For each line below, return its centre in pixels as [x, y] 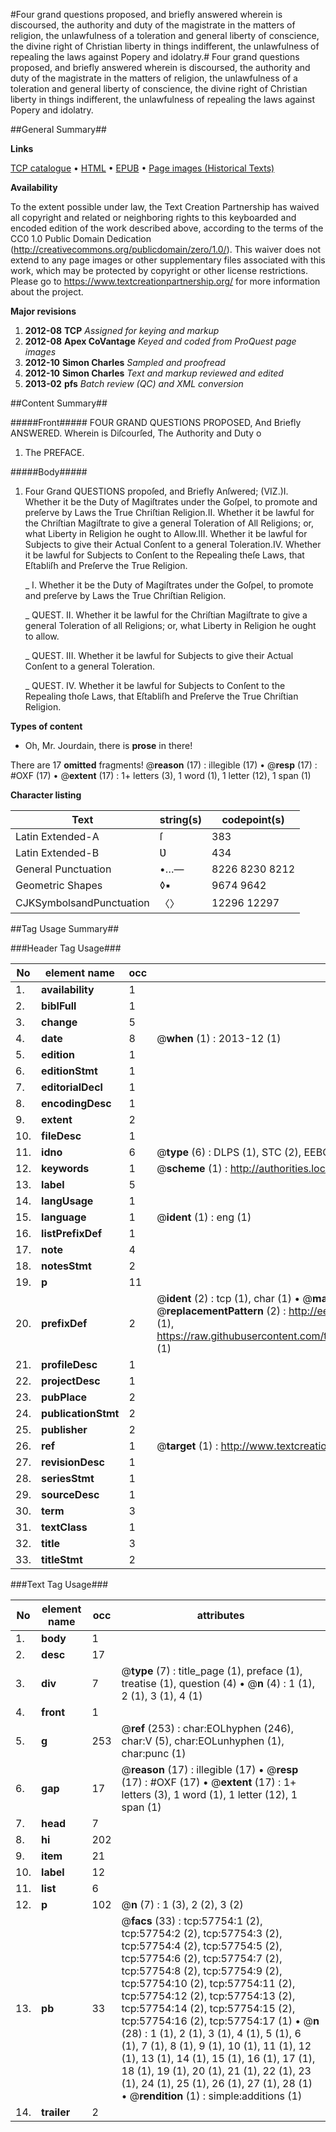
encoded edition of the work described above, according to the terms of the [167, 228]
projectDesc [71, 1381]
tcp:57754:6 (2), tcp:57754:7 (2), [202, 1958]
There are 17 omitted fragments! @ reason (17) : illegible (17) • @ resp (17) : [164, 765]
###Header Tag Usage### [66, 948]
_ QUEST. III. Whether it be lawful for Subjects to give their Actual [159, 655]
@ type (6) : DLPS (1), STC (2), [229, 1152]
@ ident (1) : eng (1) [204, 1217]
